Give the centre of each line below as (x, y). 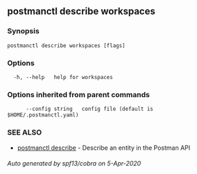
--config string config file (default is (89, 109)
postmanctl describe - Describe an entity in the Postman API (104, 148)
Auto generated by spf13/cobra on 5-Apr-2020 (74, 164)
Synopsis (23, 31)
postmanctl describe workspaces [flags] (67, 45)
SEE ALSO (25, 132)
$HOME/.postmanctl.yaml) (43, 115)
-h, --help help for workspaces (63, 77)
